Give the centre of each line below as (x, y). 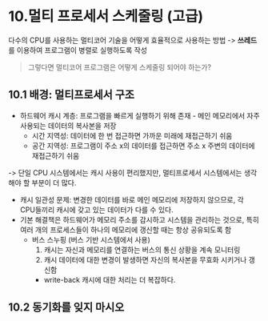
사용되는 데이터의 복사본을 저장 (68, 126)
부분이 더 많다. (54, 183)
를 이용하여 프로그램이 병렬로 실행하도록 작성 (78, 50)
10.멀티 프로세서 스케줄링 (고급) (106, 16)
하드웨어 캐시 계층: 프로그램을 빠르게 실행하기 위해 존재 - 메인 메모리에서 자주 (140, 115)
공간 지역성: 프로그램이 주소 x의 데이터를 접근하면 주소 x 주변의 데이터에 (143, 146)
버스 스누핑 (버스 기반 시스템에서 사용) (91, 239)
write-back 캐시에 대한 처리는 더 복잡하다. (110, 279)
